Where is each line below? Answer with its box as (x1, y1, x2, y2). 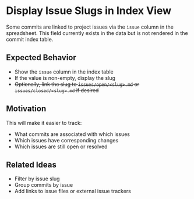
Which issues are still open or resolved (14, 143, 108, 150)
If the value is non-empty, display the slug (14, 74, 115, 81)
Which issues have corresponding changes (14, 137, 119, 144)
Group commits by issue (14, 181, 73, 188)
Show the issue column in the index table (14, 68, 114, 75)
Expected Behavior (6, 53, 77, 62)
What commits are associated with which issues (14, 130, 130, 138)
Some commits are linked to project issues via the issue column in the (6, 23, 174, 30)
